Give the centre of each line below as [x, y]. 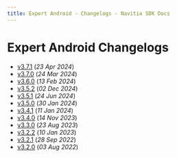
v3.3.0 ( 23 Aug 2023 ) [47, 125]
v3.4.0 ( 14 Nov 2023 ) [47, 117]
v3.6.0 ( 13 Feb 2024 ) [46, 81]
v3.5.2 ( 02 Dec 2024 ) [47, 88]
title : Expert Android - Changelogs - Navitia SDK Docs [88, 13]
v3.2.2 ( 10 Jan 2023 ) [47, 132]
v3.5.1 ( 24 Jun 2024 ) [46, 95]
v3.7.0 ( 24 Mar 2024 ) [47, 74]
